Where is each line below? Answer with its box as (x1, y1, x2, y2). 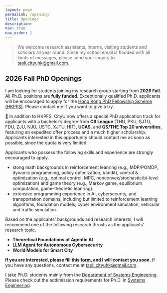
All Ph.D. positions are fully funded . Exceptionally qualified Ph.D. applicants (5, 93, 161, 99)
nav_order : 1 (5, 30, 32, 35)
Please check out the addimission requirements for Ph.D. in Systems (5, 277, 146, 283)
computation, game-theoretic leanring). (12, 185, 94, 191)
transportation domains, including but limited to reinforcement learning (12, 196, 158, 202)
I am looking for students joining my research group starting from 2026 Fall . (5, 88, 161, 94)
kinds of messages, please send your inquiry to (17, 55, 115, 60)
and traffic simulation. (12, 206, 57, 212)
